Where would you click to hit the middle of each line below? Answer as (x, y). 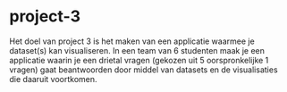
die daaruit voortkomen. (53, 79)
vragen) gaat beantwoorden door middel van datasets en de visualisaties (144, 70)
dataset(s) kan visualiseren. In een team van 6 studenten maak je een (137, 50)
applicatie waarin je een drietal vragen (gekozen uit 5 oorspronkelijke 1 (139, 60)
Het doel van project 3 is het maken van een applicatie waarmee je (132, 41)
